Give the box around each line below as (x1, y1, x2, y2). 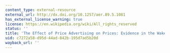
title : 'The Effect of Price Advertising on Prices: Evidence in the (5, 31, 155, 36)
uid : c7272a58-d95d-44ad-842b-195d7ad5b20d (5, 36, 99, 41)
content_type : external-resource (5, 7, 76, 13)
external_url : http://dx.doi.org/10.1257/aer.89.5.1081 (5, 12, 125, 17)
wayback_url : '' (5, 40, 39, 45)
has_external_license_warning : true (5, 17, 82, 22)
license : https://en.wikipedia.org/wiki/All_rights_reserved (5, 21, 137, 27)
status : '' (5, 26, 28, 31)
